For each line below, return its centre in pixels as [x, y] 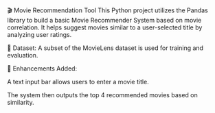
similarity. [21, 102]
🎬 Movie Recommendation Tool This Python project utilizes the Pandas [107, 10]
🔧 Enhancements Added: [42, 68]
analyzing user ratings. [39, 35]
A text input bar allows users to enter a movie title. [78, 82]
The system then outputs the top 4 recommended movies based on [102, 95]
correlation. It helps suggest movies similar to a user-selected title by [105, 27]
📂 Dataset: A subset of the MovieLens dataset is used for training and [105, 48]
